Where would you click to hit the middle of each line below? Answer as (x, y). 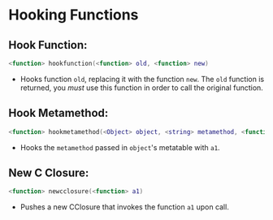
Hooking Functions (74, 15)
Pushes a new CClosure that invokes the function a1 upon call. (124, 207)
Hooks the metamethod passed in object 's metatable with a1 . (120, 147)
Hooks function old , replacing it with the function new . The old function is (142, 79)
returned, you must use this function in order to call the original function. (142, 88)
